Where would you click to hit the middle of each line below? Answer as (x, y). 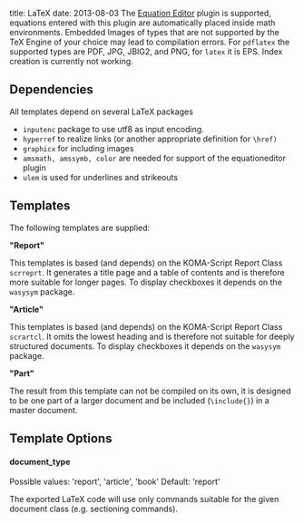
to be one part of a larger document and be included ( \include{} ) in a (139, 400)
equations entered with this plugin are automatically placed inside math (142, 23)
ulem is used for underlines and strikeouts (100, 177)
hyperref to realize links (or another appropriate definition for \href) (150, 139)
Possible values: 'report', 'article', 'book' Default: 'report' (115, 482)
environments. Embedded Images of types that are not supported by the (144, 32)
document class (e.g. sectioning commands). (94, 509)
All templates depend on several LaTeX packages (101, 111)
